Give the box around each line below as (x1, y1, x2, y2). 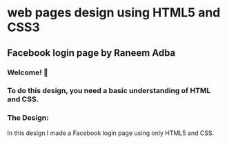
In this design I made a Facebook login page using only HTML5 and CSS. (7, 129, 215, 137)
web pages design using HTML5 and (7, 5, 221, 21)
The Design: (7, 113, 49, 123)
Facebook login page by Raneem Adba (7, 47, 176, 59)
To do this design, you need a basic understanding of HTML (7, 86, 211, 96)
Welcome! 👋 (7, 68, 48, 77)
